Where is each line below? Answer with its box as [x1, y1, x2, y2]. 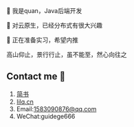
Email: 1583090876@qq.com [16, 104, 97, 113]
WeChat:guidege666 [16, 112, 76, 120]
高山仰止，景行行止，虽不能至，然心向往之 [6, 51, 127, 58]
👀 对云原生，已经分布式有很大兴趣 [6, 21, 103, 30]
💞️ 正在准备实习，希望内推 [6, 36, 79, 44]
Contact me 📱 [6, 71, 66, 82]
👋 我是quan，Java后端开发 [6, 7, 82, 14]
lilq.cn [16, 97, 34, 106]
